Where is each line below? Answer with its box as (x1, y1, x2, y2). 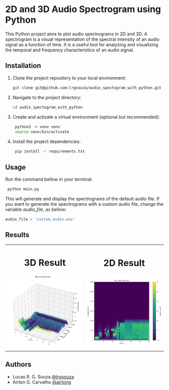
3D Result (24, 257, 66, 269)
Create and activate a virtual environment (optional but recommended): (12, 114, 160, 120)
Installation (5, 61, 41, 70)
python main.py (7, 186, 39, 192)
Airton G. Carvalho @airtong (12, 379, 71, 385)
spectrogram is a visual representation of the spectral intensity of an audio (5, 36, 160, 42)
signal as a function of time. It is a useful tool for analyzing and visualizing (5, 41, 158, 47)
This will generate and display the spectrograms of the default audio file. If (5, 195, 160, 202)
